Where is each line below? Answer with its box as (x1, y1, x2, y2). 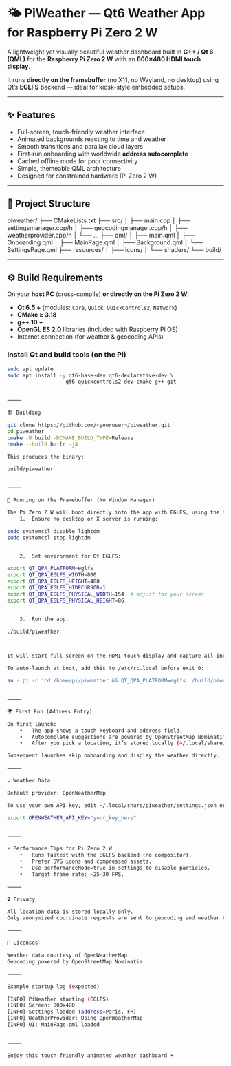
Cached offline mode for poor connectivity (16, 156, 138, 165)
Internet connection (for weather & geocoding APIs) (16, 333, 164, 341)
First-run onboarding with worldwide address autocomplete (16, 149, 189, 158)
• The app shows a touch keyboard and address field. (19, 727, 184, 734)
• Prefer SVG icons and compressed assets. (19, 858, 153, 865)
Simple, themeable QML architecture (16, 164, 122, 172)
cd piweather (7, 428, 45, 435)
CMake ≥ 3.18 (16, 311, 57, 319)
